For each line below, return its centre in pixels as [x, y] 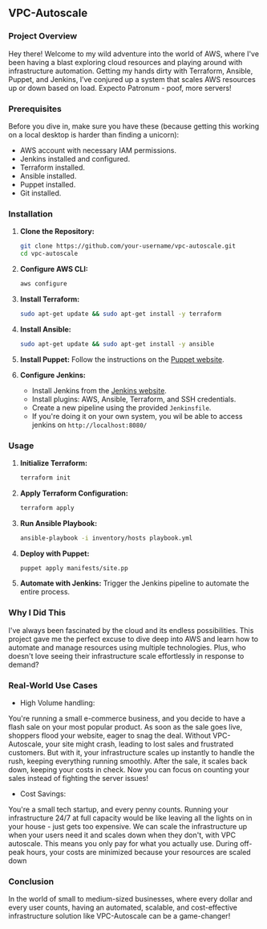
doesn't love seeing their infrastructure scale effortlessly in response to [126, 656]
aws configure [43, 284]
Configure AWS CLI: [54, 269]
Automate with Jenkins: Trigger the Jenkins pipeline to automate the [135, 583]
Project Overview [43, 36]
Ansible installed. [48, 175]
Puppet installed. [48, 184]
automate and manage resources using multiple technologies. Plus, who [127, 647]
